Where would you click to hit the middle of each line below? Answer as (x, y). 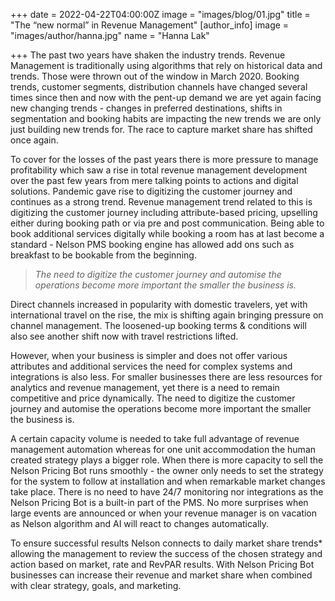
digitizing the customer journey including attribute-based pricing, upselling (164, 212)
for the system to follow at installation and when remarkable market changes (168, 481)
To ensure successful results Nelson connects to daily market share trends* (166, 543)
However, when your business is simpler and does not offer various (149, 355)
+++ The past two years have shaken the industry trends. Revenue (148, 55)
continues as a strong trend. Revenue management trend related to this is (161, 202)
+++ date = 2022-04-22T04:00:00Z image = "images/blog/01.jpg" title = (160, 14)
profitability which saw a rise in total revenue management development (159, 170)
